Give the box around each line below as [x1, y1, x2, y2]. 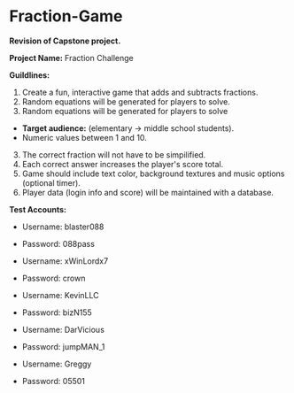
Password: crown [21, 273, 86, 283]
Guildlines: [9, 69, 50, 81]
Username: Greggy [21, 358, 92, 369]
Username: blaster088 [21, 221, 104, 232]
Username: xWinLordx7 [21, 255, 109, 266]
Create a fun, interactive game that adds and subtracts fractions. [21, 87, 259, 97]
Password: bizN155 [21, 307, 93, 318]
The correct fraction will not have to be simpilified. [21, 149, 206, 160]
